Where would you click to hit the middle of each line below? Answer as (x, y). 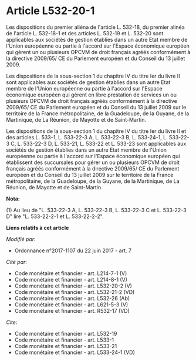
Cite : (12, 322)
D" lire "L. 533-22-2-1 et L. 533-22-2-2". (55, 216)
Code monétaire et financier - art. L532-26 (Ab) (72, 298)
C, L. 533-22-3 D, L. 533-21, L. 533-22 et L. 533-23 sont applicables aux (99, 143)
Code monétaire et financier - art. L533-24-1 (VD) (75, 352)
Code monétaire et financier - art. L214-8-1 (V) (71, 279)
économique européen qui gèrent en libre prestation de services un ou (92, 95)
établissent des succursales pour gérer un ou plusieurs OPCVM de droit (93, 162)
